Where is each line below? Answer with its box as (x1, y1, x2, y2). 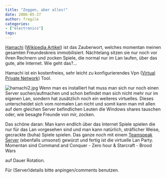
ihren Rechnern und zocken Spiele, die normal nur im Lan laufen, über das (5, 55, 158, 60)
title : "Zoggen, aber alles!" (5, 7, 68, 12)
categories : (5, 21, 30, 26)
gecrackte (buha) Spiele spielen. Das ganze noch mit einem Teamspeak (5, 132, 153, 137)
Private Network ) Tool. (5, 75, 51, 81)
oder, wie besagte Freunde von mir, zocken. (5, 111, 95, 117)
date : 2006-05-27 (5, 12, 41, 17)
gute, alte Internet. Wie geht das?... (5, 60, 77, 66)
